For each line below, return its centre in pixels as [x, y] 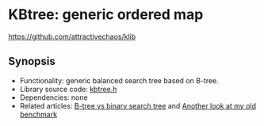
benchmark [38, 114]
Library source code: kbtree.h [68, 89]
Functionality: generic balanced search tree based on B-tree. [119, 80]
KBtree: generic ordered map [106, 15]
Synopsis [32, 61]
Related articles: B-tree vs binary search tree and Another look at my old [138, 105]
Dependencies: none [54, 97]
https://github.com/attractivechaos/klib [72, 36]
